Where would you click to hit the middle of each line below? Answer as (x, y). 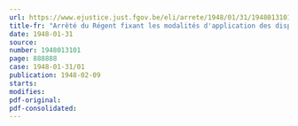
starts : (24, 83)
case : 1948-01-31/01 (47, 67)
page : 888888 (33, 59)
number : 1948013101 (45, 51)
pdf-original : (35, 100)
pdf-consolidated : (43, 108)
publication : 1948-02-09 (55, 75)
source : (24, 42)
